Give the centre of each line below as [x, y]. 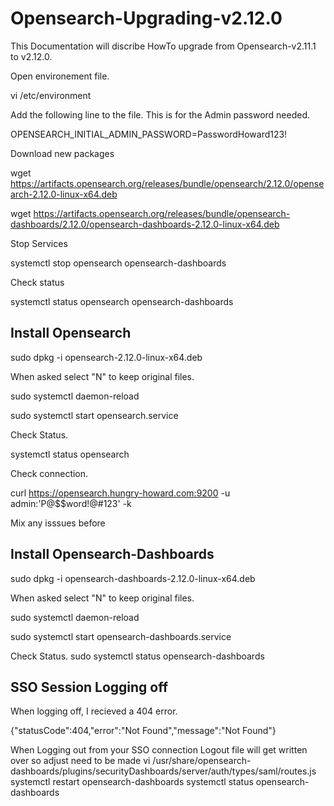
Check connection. [49, 473]
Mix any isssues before [58, 523]
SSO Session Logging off [89, 687]
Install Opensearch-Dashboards [112, 554]
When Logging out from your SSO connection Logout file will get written [159, 750]
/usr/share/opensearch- [202, 761]
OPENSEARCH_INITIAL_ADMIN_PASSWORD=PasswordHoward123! [149, 134]
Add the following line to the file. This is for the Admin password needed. [160, 114]
